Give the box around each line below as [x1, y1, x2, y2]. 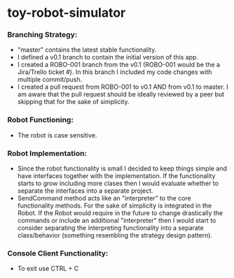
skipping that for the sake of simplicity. [17, 98, 130, 106]
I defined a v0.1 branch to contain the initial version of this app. [17, 53, 198, 61]
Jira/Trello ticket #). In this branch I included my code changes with [17, 68, 212, 76]
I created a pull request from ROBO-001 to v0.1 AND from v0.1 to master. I [17, 82, 228, 92]
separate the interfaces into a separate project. [17, 186, 153, 195]
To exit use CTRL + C [17, 264, 79, 273]
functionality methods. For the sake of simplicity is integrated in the [17, 201, 212, 210]
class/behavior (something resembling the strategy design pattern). [17, 231, 212, 240]
